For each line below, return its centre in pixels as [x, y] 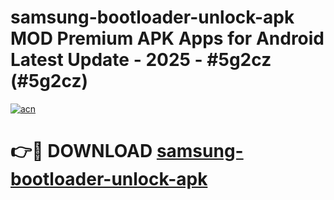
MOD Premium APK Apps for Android [167, 38]
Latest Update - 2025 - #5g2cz [141, 60]
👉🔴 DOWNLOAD [81, 151]
